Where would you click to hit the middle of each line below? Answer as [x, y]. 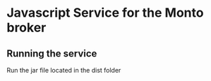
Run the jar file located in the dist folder [64, 70]
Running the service [52, 53]
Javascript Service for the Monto [105, 13]
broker [26, 28]
